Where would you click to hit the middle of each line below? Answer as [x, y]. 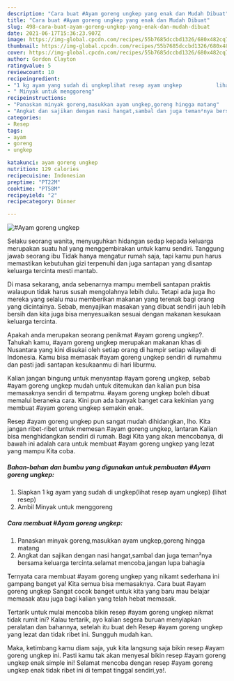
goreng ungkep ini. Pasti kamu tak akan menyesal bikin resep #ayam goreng [117, 656]
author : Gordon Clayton [42, 59]
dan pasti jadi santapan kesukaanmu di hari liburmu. [82, 365]
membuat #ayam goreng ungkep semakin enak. [76, 408]
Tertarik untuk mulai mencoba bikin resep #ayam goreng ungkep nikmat [110, 613]
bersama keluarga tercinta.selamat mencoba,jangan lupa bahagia [111, 563]
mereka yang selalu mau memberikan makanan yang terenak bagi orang [111, 299]
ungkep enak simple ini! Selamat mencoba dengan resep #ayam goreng [110, 663]
